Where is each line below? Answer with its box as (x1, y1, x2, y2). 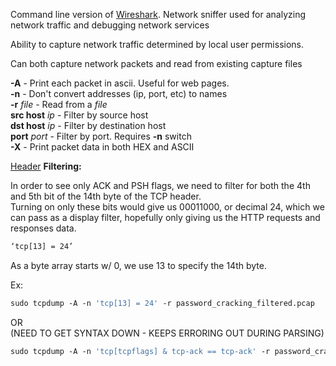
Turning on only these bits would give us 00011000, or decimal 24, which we (10, 201, 325, 213)
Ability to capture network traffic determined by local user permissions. (10, 39, 304, 50)
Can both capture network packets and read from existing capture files (10, 58, 303, 69)
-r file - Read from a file (10, 99, 108, 110)
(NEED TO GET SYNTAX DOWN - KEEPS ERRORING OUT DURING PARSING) (10, 327, 325, 339)
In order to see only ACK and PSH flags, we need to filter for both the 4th (10, 180, 311, 191)
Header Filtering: (10, 160, 82, 172)
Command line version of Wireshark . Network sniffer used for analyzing (10, 9, 306, 20)
